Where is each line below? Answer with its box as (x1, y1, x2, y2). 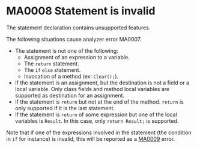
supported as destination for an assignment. (14, 92, 125, 99)
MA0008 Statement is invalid (6, 4, 156, 18)
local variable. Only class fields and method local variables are (14, 85, 170, 92)
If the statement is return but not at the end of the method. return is (14, 98, 184, 105)
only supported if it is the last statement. (14, 104, 115, 111)
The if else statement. (23, 66, 81, 73)
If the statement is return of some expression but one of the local (14, 111, 177, 118)
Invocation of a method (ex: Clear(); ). (23, 73, 119, 80)
